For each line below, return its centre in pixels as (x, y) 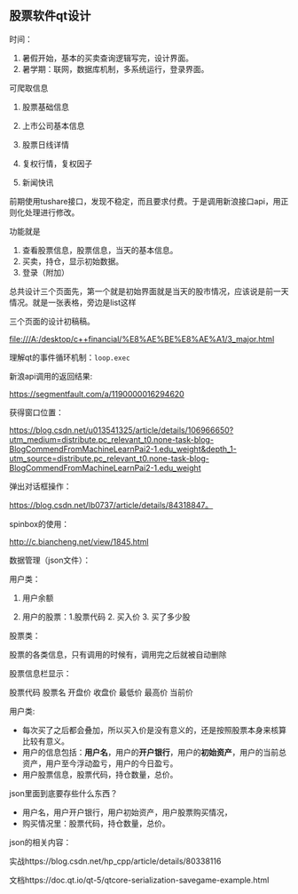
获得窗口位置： (36, 412)
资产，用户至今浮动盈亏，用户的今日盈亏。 (100, 763)
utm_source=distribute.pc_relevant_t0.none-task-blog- (110, 458)
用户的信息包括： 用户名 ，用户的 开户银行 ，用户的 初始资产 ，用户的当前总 (154, 752)
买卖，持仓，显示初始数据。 (73, 261)
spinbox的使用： (39, 523)
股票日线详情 (45, 144)
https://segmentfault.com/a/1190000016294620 (97, 394)
